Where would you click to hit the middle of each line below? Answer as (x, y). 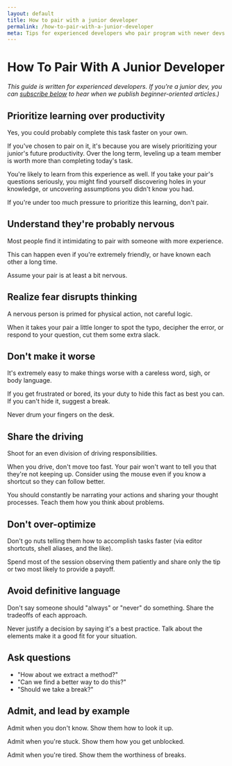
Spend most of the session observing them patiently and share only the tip (114, 562)
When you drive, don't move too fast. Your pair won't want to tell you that (112, 467)
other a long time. (32, 262)
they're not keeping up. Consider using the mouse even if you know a (107, 474)
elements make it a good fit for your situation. (72, 635)
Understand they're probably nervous (91, 224)
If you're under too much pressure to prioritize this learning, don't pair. (108, 202)
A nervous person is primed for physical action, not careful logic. (100, 314)
